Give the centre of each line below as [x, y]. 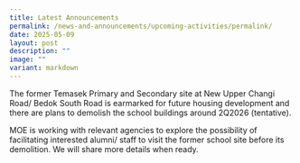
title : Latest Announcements [64, 18]
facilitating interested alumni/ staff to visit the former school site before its [147, 140]
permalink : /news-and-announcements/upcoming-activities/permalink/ [141, 26]
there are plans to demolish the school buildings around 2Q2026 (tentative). [150, 113]
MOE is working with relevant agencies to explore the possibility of [133, 130]
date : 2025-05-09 [42, 34]
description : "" [40, 51]
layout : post [34, 43]
